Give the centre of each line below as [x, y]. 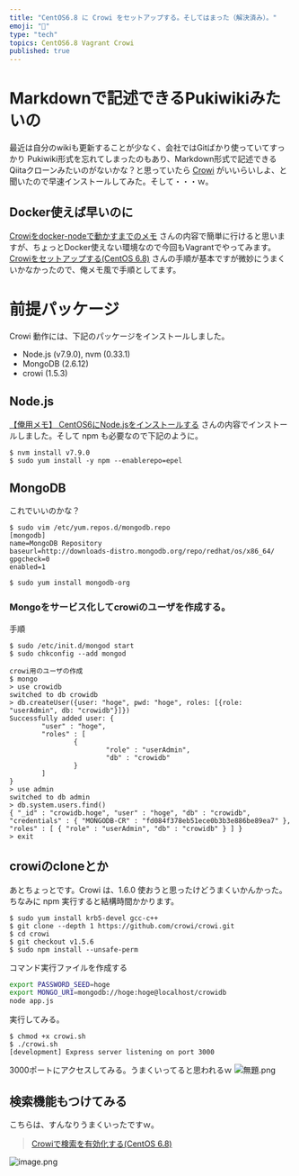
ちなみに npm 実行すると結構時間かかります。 [94, 900]
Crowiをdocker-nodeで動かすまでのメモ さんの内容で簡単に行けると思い [144, 236]
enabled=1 [28, 567]
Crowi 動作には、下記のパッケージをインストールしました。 [119, 336]
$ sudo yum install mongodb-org [70, 583]
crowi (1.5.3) [45, 373]
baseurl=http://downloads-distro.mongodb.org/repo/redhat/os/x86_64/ [142, 552]
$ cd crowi [30, 934]
